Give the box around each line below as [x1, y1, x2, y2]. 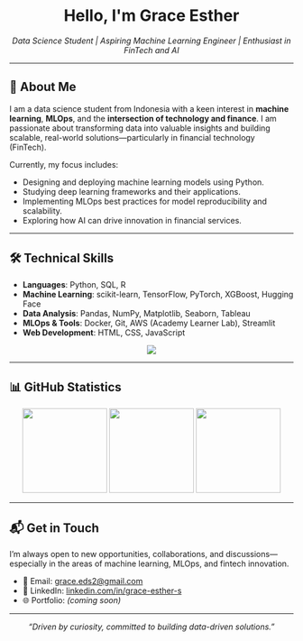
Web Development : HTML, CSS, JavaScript [22, 326, 186, 338]
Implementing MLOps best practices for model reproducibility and [22, 196, 268, 206]
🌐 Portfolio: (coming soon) [22, 595, 122, 606]
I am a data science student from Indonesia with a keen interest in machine [9, 103, 289, 114]
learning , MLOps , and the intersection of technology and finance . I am [9, 113, 277, 124]
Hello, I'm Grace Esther [63, 5, 240, 26]
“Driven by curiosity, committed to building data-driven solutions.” [28, 621, 275, 632]
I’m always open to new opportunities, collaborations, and [9, 549, 224, 560]
